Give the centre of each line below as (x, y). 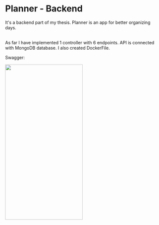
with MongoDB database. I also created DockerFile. (57, 48)
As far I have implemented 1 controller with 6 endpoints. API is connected (80, 42)
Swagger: (15, 57)
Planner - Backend (44, 9)
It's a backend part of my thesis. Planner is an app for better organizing (78, 22)
